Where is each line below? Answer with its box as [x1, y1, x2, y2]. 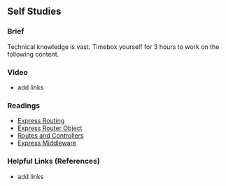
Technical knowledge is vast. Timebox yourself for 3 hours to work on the [7, 42, 220, 51]
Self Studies [7, 6, 62, 17]
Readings [7, 101, 41, 110]
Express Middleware [17, 139, 77, 148]
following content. [7, 50, 59, 58]
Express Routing [17, 117, 65, 125]
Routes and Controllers [17, 131, 84, 140]
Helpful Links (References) [7, 157, 100, 166]
